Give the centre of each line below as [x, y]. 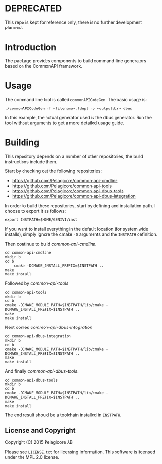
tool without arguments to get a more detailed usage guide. [65, 123]
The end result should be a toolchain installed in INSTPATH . [63, 415]
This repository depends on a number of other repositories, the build [74, 156]
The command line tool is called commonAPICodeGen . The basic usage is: [76, 99]
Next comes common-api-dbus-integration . [49, 327]
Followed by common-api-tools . [37, 283]
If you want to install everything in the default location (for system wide [77, 229]
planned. [14, 27]
